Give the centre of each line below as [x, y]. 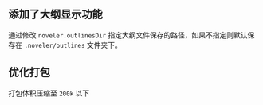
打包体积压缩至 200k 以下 [49, 93]
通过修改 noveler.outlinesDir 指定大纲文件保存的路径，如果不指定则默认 [128, 35]
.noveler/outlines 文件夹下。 [73, 45]
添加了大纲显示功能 [55, 14]
